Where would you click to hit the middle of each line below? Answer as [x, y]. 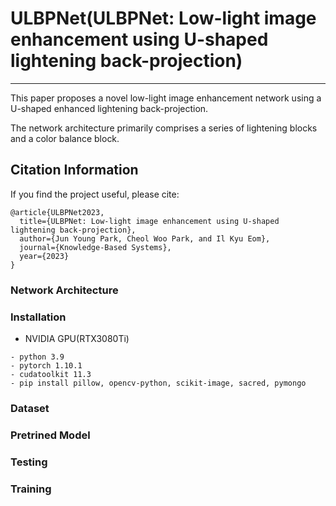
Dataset [30, 408]
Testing [29, 462]
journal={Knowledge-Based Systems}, [95, 247]
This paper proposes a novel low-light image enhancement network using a [166, 98]
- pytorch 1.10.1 [46, 365]
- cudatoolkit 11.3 [51, 374]
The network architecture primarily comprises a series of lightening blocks [164, 128]
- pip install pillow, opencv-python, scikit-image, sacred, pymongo [158, 383]
